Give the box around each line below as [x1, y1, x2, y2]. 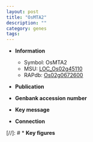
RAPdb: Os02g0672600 [23, 72, 83, 79]
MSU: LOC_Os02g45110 [23, 65, 83, 72]
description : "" [6, 20, 47, 26]
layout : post [6, 8, 39, 15]
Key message [14, 106, 50, 113]
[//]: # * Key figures [6, 129, 55, 137]
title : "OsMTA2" [6, 14, 47, 20]
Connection [14, 118, 45, 125]
